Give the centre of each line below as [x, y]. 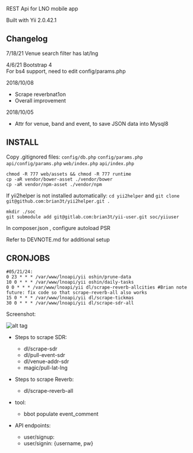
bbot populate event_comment [61, 414]
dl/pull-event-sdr [44, 355]
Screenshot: [21, 314]
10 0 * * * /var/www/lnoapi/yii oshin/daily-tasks [70, 283]
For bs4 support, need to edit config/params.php [66, 71]
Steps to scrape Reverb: [44, 379]
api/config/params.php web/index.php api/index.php [70, 163]
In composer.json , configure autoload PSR [58, 228]
